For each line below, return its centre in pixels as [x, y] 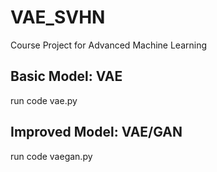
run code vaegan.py [51, 156]
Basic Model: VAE [66, 76]
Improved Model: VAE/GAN [96, 132]
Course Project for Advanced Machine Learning [109, 45]
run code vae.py [44, 100]
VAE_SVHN [58, 17]
